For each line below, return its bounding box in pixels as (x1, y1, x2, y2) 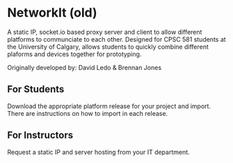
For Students (7, 83, 65, 95)
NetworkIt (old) (7, 5, 97, 21)
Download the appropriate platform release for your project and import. (7, 102, 211, 110)
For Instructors (7, 130, 74, 141)
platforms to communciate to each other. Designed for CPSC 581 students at (7, 35, 226, 43)
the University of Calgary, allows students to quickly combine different (7, 42, 209, 51)
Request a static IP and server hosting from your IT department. (7, 148, 190, 156)
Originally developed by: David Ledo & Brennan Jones (7, 63, 162, 71)
